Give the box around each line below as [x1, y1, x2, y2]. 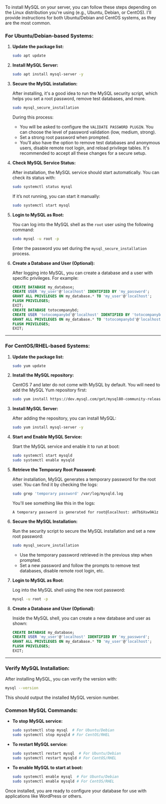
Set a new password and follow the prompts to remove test [19, 562, 140, 568]
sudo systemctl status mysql [12, 184, 73, 189]
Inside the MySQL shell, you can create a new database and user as [12, 615, 151, 621]
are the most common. [5, 20, 51, 26]
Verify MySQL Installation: [5, 665, 70, 672]
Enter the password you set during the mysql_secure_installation [12, 245, 147, 251]
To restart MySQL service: [12, 742, 68, 747]
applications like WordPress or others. [5, 793, 83, 799]
